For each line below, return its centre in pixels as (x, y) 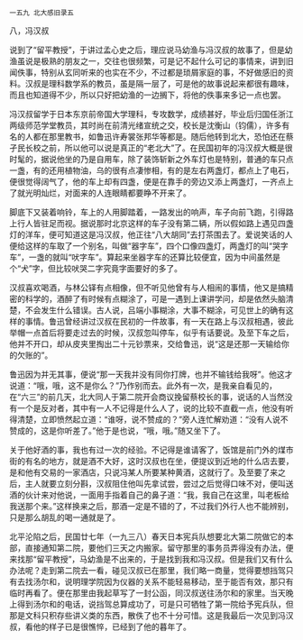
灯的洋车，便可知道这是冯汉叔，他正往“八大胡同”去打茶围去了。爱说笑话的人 (151, 234)
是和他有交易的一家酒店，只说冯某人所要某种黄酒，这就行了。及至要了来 (143, 472)
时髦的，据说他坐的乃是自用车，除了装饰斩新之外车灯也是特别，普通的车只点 (151, 159)
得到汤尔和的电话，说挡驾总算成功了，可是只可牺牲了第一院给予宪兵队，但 (155, 604)
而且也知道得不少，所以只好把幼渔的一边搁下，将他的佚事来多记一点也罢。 (147, 95)
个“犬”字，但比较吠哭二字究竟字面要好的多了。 (96, 268)
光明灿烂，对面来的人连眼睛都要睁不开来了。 (108, 193)
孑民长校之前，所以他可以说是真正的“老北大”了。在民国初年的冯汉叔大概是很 (151, 148)
